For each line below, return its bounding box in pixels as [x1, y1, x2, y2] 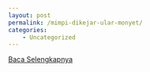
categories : [8, 26, 47, 34]
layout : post [8, 11, 51, 20]
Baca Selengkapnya [8, 55, 73, 64]
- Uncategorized [22, 33, 77, 41]
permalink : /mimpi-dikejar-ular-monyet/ [8, 19, 144, 27]
